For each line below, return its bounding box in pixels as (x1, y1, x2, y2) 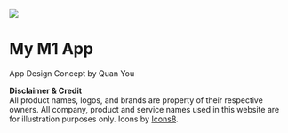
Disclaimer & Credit (9, 85, 83, 96)
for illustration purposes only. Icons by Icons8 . (9, 113, 180, 124)
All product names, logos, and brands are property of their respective (9, 94, 264, 106)
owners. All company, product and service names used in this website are (9, 104, 280, 114)
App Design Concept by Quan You (9, 67, 135, 79)
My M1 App (9, 39, 93, 59)
